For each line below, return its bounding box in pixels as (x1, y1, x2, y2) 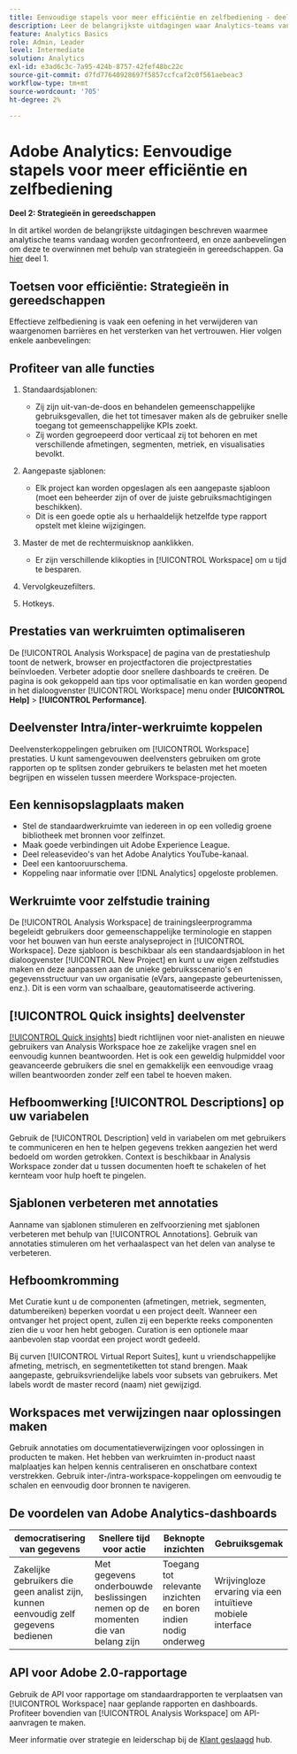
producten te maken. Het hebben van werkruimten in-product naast (9, 1452, 256, 1463)
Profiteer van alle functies (9, 360, 155, 376)
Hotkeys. (21, 598, 55, 609)
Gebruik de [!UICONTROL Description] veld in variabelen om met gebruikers (9, 1132, 286, 1142)
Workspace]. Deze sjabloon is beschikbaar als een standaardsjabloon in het (9, 945, 286, 956)
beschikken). (34, 501, 83, 512)
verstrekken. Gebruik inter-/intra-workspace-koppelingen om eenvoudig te (9, 1471, 282, 1481)
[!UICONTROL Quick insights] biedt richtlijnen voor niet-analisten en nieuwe (9, 1032, 286, 1042)
